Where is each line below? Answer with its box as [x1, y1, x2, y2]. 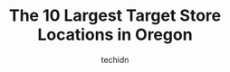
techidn [101, 54, 129, 65]
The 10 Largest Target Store [8, 5, 222, 26]
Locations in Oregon [37, 24, 193, 45]
